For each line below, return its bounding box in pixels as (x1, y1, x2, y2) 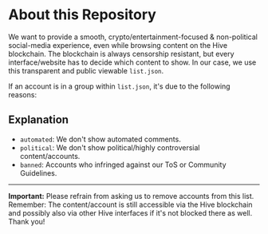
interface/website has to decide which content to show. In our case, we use (8, 58, 257, 67)
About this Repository (8, 6, 157, 24)
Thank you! (8, 216, 45, 226)
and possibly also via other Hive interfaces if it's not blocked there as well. (8, 208, 253, 217)
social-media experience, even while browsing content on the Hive (8, 40, 228, 50)
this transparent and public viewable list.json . (8, 65, 164, 75)
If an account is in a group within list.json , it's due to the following (8, 81, 231, 91)
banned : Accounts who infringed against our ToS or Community (19, 160, 227, 169)
